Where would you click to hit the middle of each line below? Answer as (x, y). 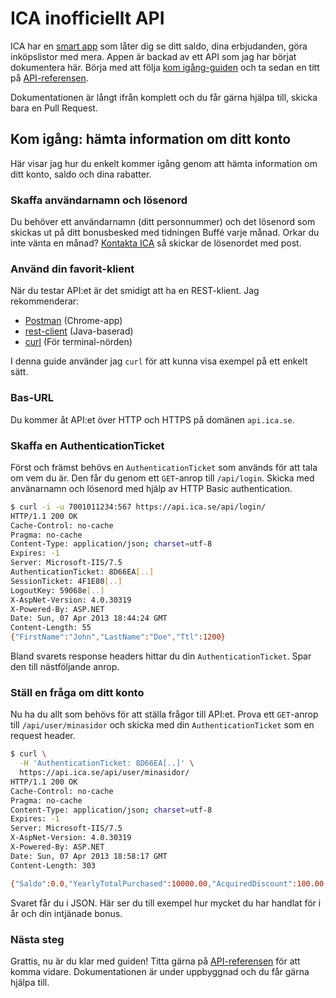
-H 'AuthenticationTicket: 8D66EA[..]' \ (107, 763)
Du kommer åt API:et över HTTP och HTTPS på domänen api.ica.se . (152, 419)
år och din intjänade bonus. (66, 913)
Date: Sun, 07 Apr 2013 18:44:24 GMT (89, 618)
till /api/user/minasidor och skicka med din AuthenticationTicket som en (162, 725)
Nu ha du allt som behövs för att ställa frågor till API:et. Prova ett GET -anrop (164, 714)
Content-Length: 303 (53, 865)
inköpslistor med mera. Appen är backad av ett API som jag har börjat (153, 56)
